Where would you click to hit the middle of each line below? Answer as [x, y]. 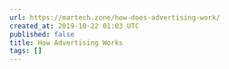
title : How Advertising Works [67, 43]
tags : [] [26, 51]
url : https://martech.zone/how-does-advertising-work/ [115, 17]
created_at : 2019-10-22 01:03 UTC [75, 26]
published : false [42, 34]
